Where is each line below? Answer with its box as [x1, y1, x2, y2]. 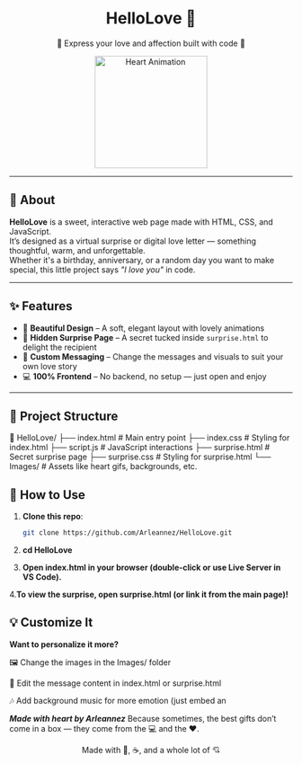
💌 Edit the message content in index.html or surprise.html [9, 678, 222, 688]
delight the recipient [22, 342, 97, 352]
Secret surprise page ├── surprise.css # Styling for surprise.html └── [9, 451, 271, 462]
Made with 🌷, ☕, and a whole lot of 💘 [82, 744, 220, 755]
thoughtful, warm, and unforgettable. [9, 244, 146, 255]
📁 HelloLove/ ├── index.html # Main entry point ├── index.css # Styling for [9, 432, 290, 443]
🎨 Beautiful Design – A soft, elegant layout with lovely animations [22, 323, 265, 333]
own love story [22, 360, 78, 371]
